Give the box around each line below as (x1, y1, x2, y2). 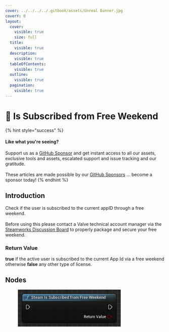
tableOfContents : (10, 61, 46, 67)
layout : (5, 19, 22, 24)
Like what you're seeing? (5, 139, 59, 145)
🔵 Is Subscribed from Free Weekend (5, 110, 158, 122)
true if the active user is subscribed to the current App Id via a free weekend (5, 256, 164, 262)
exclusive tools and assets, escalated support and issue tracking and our (5, 155, 157, 161)
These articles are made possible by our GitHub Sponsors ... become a (5, 171, 152, 177)
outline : (10, 72, 28, 77)
